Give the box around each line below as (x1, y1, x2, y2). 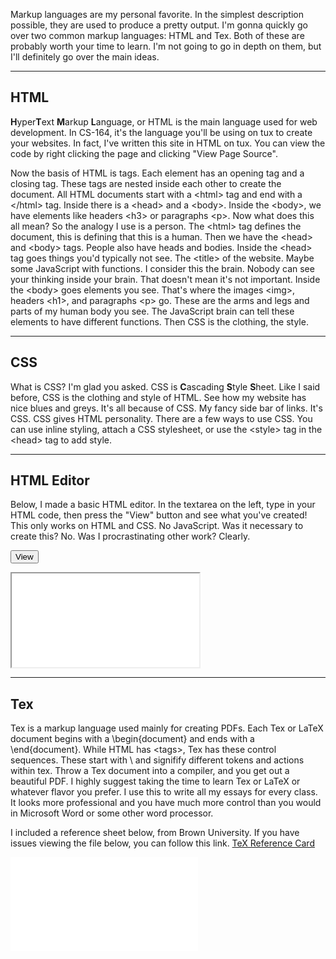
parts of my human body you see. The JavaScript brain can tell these (10, 305, 295, 317)
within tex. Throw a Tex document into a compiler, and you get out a (10, 765, 290, 777)
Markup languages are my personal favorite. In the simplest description (10, 9, 305, 20)
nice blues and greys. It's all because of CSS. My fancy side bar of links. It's (10, 402, 323, 414)
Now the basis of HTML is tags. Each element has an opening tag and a (10, 167, 305, 179)
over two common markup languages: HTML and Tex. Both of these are (10, 30, 305, 41)
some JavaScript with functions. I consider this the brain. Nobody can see (10, 262, 315, 274)
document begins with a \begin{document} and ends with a (10, 733, 255, 745)
